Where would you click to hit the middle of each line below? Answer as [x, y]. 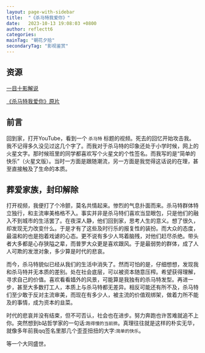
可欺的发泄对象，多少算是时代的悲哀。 [59, 252]
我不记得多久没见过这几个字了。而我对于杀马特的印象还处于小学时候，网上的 [103, 146]
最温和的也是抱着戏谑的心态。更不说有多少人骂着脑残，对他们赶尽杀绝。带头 [103, 236]
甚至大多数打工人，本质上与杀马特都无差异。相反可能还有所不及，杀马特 [108, 287]
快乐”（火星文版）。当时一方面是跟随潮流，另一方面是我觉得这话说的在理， [100, 161]
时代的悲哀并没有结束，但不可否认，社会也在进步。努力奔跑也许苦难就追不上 [103, 316]
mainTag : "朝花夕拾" [31, 40]
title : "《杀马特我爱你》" [38, 18]
